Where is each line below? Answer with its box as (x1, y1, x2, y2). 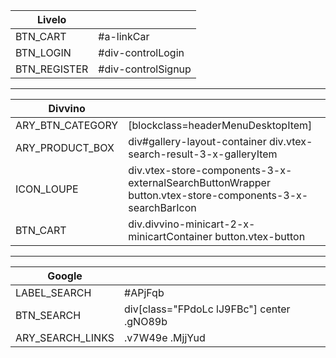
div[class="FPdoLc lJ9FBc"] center (124, 302, 291, 316)
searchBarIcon (128, 201, 197, 214)
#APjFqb (124, 286, 165, 299)
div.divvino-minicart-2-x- (128, 217, 256, 231)
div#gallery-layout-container (128, 135, 267, 148)
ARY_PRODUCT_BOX (15, 141, 115, 154)
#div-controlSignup (98, 62, 192, 76)
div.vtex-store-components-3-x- (128, 164, 293, 177)
